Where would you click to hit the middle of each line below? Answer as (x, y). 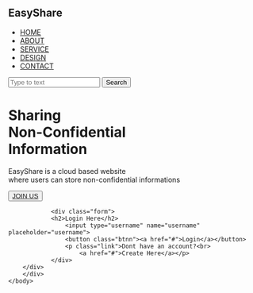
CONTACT (36, 66)
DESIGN (33, 57)
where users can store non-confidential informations (94, 179)
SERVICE (34, 49)
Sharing (35, 115)
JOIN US (25, 196)
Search (117, 82)
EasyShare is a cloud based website (67, 171)
